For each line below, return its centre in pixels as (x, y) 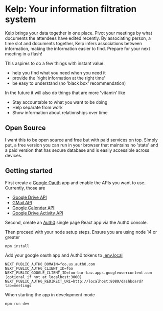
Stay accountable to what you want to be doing (60, 102)
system (21, 19)
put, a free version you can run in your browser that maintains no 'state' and (81, 145)
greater (12, 237)
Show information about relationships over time (60, 112)
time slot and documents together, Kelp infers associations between (74, 43)
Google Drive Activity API (38, 213)
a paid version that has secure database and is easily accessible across (77, 150)
